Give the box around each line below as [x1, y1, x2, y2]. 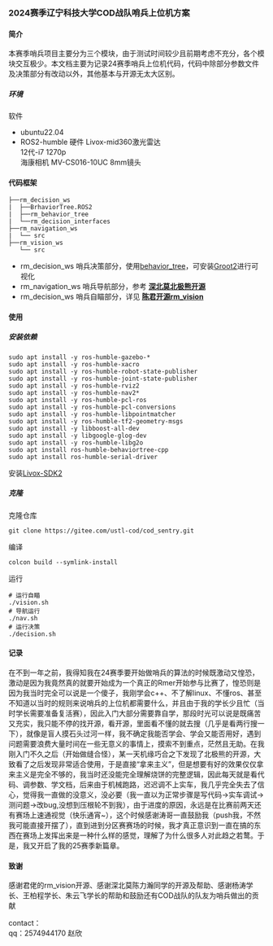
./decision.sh [8, 629, 57, 638]
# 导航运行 [8, 607, 41, 615]
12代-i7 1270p [19, 147, 67, 157]
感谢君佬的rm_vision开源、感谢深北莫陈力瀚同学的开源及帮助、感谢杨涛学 [8, 881, 253, 891]
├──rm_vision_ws [8, 239, 63, 247]
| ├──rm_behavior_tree [8, 210, 89, 219]
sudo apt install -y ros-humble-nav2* [8, 388, 140, 396]
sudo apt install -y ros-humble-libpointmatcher [8, 409, 176, 418]
